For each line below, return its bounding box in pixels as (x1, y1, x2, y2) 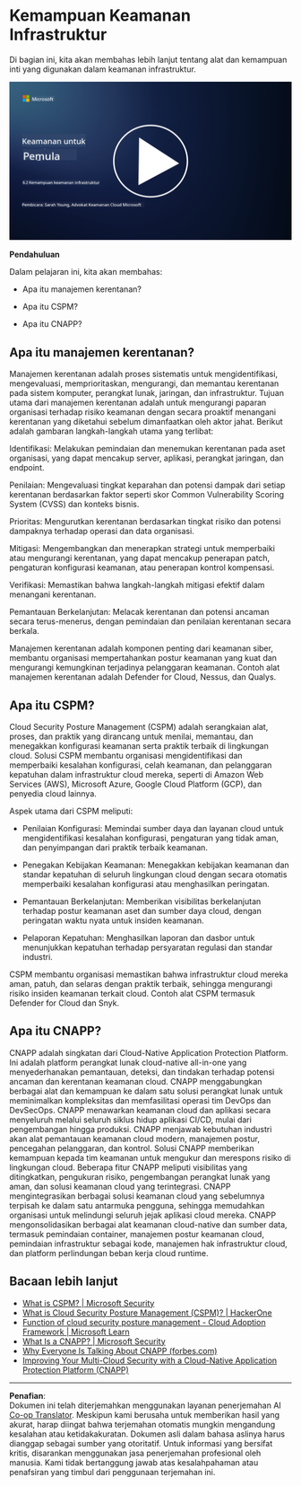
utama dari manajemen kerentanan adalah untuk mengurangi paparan (9, 397, 267, 409)
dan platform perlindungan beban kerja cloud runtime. (9, 1247, 209, 1258)
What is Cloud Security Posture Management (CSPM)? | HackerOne (21, 1307, 272, 1318)
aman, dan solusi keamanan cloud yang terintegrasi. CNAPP (9, 1181, 231, 1191)
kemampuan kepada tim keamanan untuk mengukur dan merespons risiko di (9, 1152, 291, 1163)
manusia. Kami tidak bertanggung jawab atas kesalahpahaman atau (9, 1456, 259, 1468)
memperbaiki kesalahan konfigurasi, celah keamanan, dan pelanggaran (9, 760, 272, 770)
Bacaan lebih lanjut (9, 1274, 118, 1289)
